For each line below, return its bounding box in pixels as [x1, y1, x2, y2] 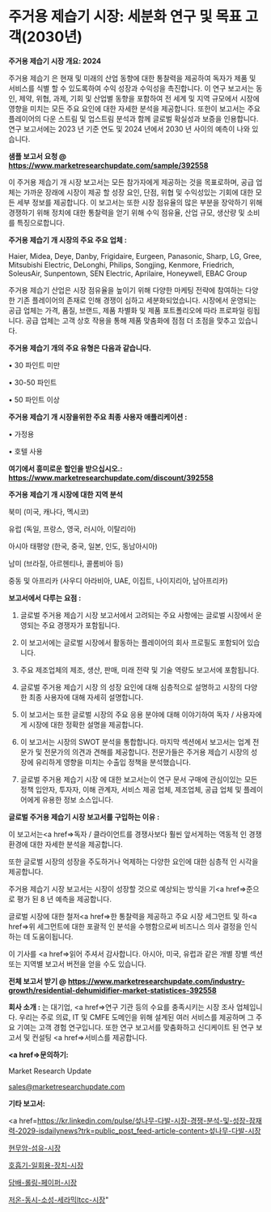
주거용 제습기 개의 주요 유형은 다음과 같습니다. [8, 342, 152, 353]
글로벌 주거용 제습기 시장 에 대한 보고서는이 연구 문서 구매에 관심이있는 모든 [19, 774, 258, 784]
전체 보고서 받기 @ [8, 976, 67, 986]
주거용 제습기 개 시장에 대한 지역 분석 [8, 489, 123, 499]
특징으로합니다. [16, 217, 66, 227]
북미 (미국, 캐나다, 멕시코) [8, 506, 89, 516]
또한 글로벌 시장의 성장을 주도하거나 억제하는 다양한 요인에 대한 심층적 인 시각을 [8, 857, 259, 866]
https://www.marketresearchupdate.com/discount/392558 [8, 472, 214, 483]
